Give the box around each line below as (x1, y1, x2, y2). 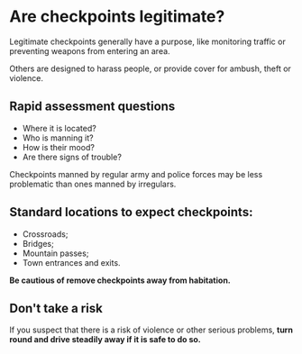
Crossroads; (22, 228, 69, 240)
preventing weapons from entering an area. (9, 45, 170, 56)
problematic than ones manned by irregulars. (9, 178, 177, 189)
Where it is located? (22, 123, 96, 133)
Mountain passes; (22, 248, 89, 259)
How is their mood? (22, 141, 95, 152)
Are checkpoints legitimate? (9, 6, 225, 27)
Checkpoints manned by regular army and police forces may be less (9, 168, 263, 179)
